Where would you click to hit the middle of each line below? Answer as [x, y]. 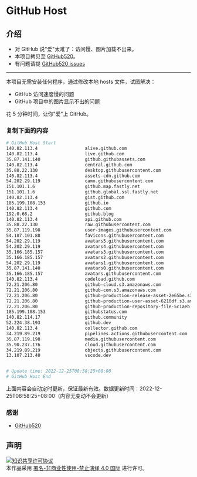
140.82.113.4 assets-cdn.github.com [73, 176]
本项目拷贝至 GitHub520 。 [47, 56]
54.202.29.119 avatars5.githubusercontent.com [85, 241]
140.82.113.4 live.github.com [65, 154]
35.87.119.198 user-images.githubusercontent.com [89, 230]
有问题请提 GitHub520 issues [50, 64]
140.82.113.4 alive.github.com [67, 149]
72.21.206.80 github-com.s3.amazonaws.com [81, 290]
